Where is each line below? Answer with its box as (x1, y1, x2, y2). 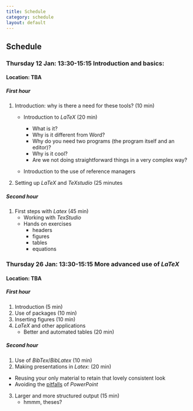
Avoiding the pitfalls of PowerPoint (14, 380, 98, 387)
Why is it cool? (32, 150, 68, 157)
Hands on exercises (23, 220, 72, 227)
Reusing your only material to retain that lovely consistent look (14, 374, 166, 381)
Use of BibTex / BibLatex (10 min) (14, 357, 92, 364)
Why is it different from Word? (32, 131, 105, 139)
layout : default (6, 19, 46, 25)
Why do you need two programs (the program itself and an (32, 138, 175, 145)
